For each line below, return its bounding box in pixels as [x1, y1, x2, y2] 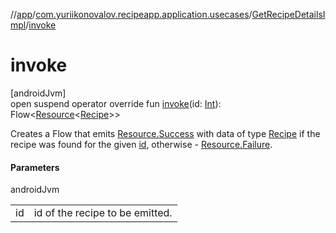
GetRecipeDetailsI [251, 9, 326, 20]
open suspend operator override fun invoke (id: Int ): [10, 97, 222, 109]
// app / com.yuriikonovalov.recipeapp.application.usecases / [10, 9, 253, 20]
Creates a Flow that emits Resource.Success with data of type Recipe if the [10, 127, 321, 139]
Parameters [10, 161, 60, 173]
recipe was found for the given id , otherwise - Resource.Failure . [10, 138, 273, 150]
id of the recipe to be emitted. [33, 206, 173, 220]
